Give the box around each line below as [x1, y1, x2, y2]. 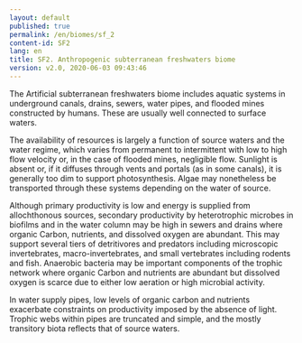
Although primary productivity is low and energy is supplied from [9, 199, 251, 210]
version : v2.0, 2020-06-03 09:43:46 [9, 64, 147, 73]
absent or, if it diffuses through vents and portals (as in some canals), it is [9, 163, 282, 174]
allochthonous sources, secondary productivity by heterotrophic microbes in [9, 209, 294, 220]
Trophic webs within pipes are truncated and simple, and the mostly [9, 313, 261, 324]
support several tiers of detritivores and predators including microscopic [9, 238, 279, 249]
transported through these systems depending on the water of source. [9, 182, 271, 193]
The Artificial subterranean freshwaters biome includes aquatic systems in [9, 88, 286, 99]
